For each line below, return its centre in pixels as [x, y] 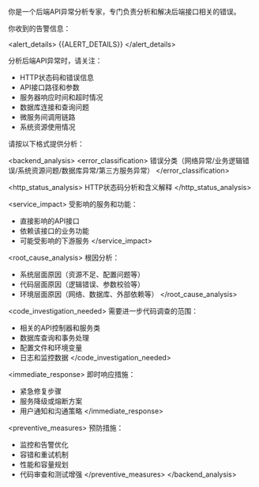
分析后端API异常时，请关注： [55, 61]
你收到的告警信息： [39, 29]
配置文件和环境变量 [51, 348]
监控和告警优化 [44, 445]
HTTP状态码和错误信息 [57, 77]
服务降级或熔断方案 [51, 401]
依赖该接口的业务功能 [54, 231]
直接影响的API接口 [50, 221]
